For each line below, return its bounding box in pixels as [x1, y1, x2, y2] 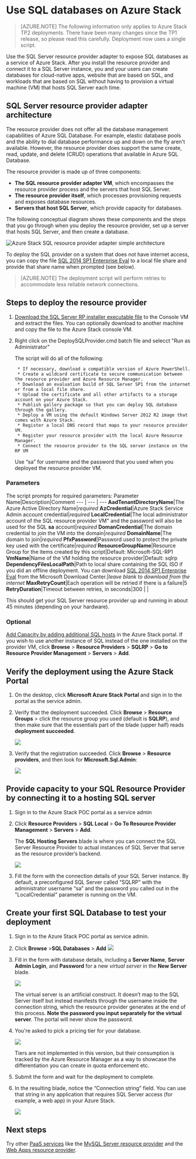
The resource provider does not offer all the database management [6, 125, 169, 132]
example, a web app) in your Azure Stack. [14, 1097, 116, 1104]
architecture [6, 110, 53, 120]
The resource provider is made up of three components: [6, 168, 142, 175]
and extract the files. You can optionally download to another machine [14, 320, 184, 327]
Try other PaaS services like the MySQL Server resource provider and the [6, 1140, 183, 1147]
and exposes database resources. [14, 198, 97, 205]
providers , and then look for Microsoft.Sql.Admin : [14, 756, 137, 763]
